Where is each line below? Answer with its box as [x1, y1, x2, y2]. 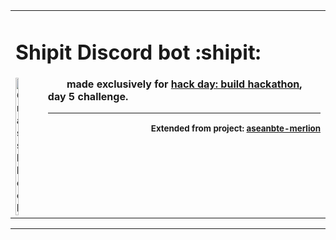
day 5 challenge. [47, 90, 129, 104]
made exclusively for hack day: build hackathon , [66, 77, 303, 91]
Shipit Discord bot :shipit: [15, 39, 262, 65]
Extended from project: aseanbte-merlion [150, 123, 321, 134]
